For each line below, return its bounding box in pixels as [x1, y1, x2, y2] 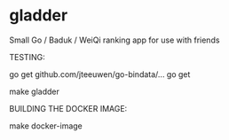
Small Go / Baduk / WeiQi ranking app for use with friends [9, 35, 220, 45]
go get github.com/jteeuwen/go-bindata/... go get [9, 68, 191, 80]
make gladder [9, 86, 60, 97]
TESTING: [9, 51, 46, 62]
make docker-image [9, 121, 83, 131]
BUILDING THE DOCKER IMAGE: [9, 103, 128, 113]
